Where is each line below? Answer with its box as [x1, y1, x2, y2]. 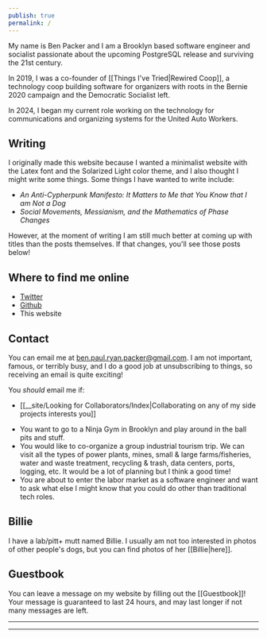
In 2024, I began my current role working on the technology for [8, 105, 215, 115]
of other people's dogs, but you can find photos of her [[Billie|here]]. [8, 544, 233, 554]
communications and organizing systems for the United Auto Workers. [8, 114, 238, 123]
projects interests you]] [19, 408, 97, 418]
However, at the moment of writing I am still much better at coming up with [8, 231, 253, 241]
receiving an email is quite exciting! [8, 369, 123, 379]
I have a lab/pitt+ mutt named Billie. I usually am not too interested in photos [8, 536, 257, 545]
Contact [8, 331, 49, 346]
